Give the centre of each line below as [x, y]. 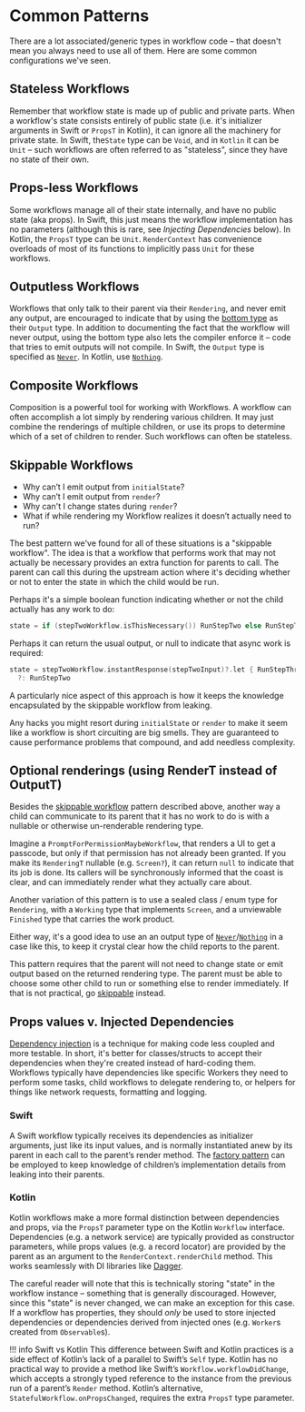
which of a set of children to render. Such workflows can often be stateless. [151, 437]
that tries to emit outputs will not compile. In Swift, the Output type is [137, 348]
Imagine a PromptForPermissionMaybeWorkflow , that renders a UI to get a [143, 843]
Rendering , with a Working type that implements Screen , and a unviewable [146, 910]
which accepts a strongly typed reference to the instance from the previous [151, 1378]
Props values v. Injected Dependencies [122, 1021]
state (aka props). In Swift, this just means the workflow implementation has [151, 219]
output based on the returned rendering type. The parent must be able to [146, 973]
